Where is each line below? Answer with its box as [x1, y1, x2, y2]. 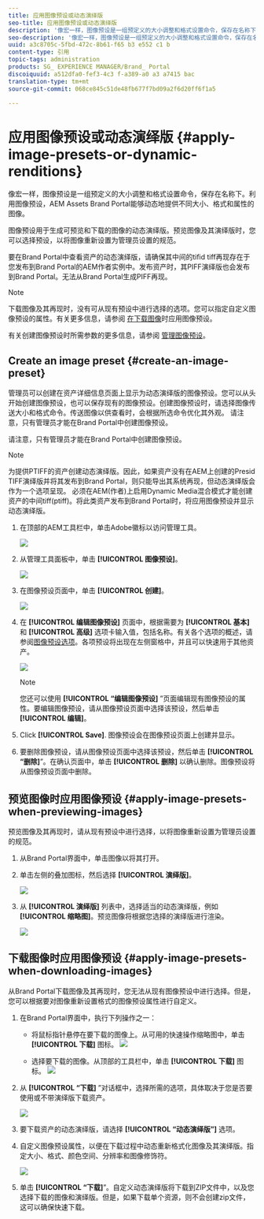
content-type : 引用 [8, 48, 70, 56]
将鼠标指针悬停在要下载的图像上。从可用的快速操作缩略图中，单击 [31, 1030, 245, 1039]
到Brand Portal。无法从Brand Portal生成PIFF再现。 [8, 272, 172, 281]
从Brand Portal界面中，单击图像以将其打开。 [19, 853, 163, 863]
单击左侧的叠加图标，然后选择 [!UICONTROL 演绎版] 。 [19, 870, 196, 879]
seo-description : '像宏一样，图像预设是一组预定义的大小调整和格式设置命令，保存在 [8, 33, 253, 42]
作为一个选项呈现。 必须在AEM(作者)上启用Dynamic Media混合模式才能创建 [8, 486, 253, 496]
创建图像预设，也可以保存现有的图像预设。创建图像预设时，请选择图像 [21, 398, 249, 408]
